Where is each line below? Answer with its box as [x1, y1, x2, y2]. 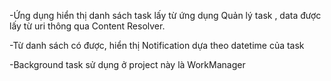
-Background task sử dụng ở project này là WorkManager [9, 59, 246, 70]
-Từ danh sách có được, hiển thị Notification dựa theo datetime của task [9, 40, 305, 51]
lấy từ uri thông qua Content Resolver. [9, 20, 166, 32]
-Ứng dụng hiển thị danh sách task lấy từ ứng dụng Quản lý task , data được [9, 10, 322, 21]
